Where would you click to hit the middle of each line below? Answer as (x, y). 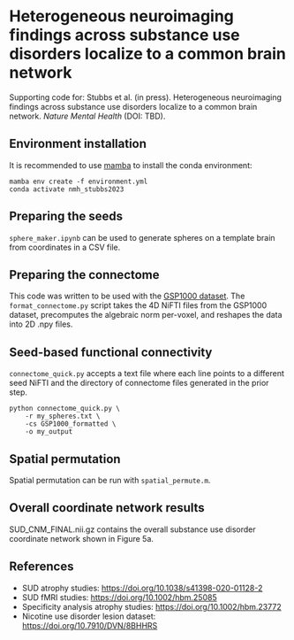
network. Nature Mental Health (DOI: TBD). (87, 116)
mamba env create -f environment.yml (79, 181)
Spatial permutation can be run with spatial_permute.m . (110, 480)
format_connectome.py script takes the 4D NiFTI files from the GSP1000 (138, 305)
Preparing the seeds (66, 216)
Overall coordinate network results (107, 508)
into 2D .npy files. (41, 324)
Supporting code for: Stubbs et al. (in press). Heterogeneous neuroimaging (146, 97)
